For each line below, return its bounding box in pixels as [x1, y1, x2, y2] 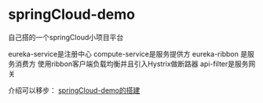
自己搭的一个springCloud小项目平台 [8, 32, 124, 42]
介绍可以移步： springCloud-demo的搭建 [8, 85, 141, 95]
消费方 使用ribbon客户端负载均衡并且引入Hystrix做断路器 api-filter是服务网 [14, 59, 256, 68]
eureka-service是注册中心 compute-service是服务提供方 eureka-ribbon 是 [8, 49, 248, 58]
